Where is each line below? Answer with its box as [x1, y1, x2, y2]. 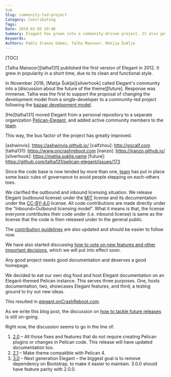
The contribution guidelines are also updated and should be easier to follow [5, 226, 164, 232]
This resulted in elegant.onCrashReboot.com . [5, 298, 100, 304]
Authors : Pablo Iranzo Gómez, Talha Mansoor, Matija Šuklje [5, 41, 136, 46]
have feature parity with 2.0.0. [12, 366, 76, 372]
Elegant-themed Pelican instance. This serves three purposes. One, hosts [5, 277, 160, 284]
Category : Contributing [5, 17, 56, 22]
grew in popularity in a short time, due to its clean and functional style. [5, 70, 153, 76]
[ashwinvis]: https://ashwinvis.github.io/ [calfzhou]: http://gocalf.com [5, 142, 151, 148]
